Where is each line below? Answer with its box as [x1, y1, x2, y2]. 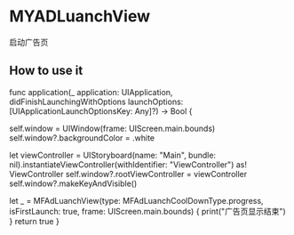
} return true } [9, 215, 60, 226]
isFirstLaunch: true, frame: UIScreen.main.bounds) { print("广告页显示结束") [9, 206, 286, 216]
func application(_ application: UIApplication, [9, 86, 173, 97]
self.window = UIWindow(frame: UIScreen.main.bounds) [9, 123, 216, 134]
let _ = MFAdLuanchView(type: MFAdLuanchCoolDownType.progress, [9, 195, 264, 206]
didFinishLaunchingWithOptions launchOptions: [9, 96, 184, 107]
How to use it [9, 63, 83, 78]
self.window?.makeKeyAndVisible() [9, 178, 138, 189]
